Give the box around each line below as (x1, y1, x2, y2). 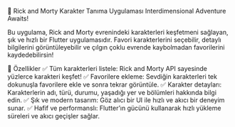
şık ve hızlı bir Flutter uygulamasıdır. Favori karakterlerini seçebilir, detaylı (7, 35, 222, 44)
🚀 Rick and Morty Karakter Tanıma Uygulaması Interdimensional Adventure (7, 7, 226, 15)
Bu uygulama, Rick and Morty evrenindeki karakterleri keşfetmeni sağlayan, (7, 28, 229, 36)
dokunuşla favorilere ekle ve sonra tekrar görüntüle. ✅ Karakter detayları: (7, 80, 222, 89)
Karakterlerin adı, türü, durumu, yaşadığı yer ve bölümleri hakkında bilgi (7, 89, 217, 96)
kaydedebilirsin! (7, 50, 54, 59)
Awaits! (7, 14, 29, 23)
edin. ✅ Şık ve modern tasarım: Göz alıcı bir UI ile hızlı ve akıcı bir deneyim (7, 96, 225, 104)
